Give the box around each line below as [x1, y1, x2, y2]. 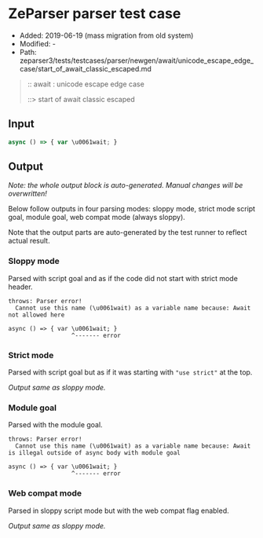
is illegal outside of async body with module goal [8, 449, 181, 457]
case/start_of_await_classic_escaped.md [19, 64, 152, 73]
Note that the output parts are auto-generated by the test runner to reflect [8, 228, 247, 237]
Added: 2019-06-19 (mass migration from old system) [19, 31, 194, 40]
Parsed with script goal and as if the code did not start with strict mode [8, 273, 238, 283]
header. [8, 282, 33, 291]
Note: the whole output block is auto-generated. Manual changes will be [8, 181, 243, 190]
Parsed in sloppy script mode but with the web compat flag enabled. [8, 506, 229, 515]
